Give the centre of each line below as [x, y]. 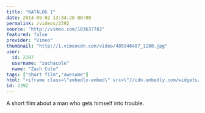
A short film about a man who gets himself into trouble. [75, 103]
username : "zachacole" [41, 63]
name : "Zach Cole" [35, 69]
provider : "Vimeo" [30, 40]
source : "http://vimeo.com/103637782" [56, 29]
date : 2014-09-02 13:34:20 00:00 [49, 18]
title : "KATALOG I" [31, 12]
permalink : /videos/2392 [38, 23]
